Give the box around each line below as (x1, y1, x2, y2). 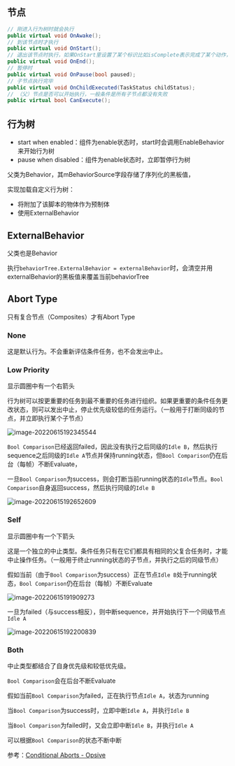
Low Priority (7, 365, 50, 375)
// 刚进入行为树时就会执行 (7, 25, 75, 33)
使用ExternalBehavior (17, 209, 79, 217)
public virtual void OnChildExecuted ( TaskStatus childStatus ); (7, 84, 196, 91)
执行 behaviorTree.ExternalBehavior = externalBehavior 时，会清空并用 (7, 263, 213, 272)
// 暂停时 (7, 65, 33, 72)
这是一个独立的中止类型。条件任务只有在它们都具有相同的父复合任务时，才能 (7, 547, 228, 555)
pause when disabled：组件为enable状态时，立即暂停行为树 (17, 156, 191, 164)
